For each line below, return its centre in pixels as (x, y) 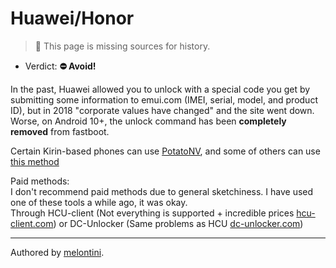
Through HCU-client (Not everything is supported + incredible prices (152, 213)
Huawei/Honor (72, 18)
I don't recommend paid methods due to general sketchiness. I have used (162, 191)
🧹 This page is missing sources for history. (122, 46)
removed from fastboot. (60, 131)
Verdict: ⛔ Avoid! (60, 66)
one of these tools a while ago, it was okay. (99, 202)
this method (35, 161)
